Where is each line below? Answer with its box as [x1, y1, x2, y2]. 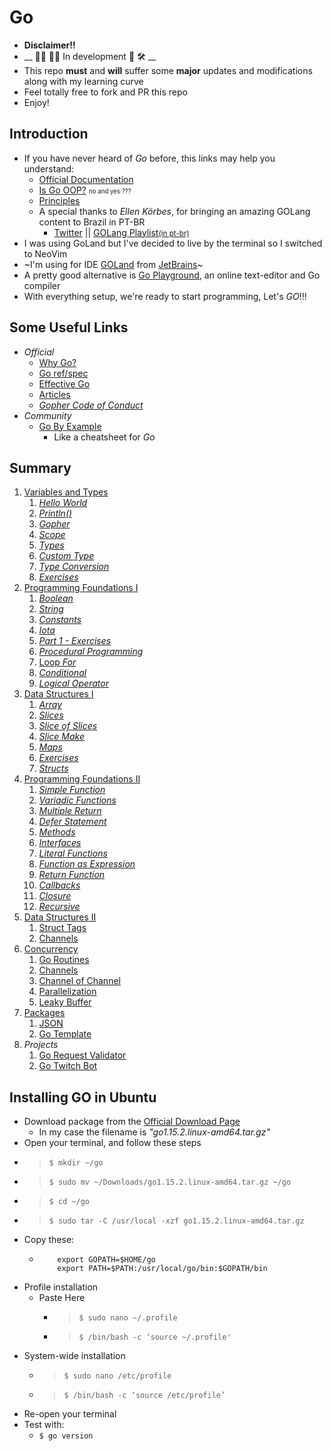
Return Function [38, 869, 106, 881]
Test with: [23, 1419, 65, 1431]
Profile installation [23, 1281, 99, 1293]
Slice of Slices [38, 720, 98, 732]
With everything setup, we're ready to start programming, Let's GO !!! [23, 290, 307, 302]
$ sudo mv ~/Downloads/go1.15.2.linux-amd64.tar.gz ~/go [48, 1177, 292, 1188]
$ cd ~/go [48, 1197, 91, 1207]
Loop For [38, 656, 77, 668]
